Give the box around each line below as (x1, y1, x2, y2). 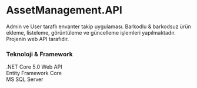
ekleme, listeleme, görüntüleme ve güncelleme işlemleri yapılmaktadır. (6, 29, 176, 36)
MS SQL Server (6, 76, 44, 83)
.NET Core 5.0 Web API (6, 63, 63, 70)
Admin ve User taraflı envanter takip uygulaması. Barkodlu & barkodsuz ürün (6, 23, 191, 30)
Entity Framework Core (6, 70, 62, 77)
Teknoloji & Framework (6, 50, 73, 58)
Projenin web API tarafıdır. (6, 35, 69, 42)
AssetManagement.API (6, 4, 122, 17)
